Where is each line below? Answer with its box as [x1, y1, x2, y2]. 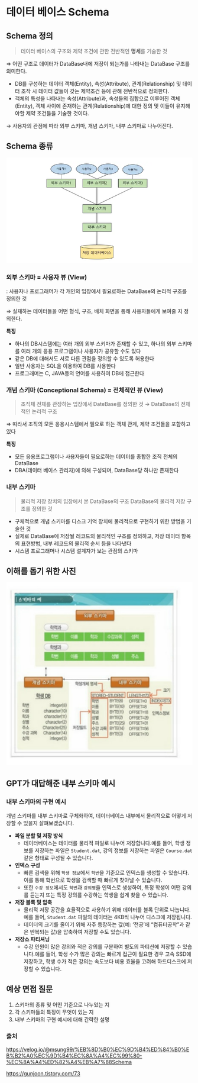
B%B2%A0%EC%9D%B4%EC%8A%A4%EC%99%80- [6, 1052, 142, 1059]
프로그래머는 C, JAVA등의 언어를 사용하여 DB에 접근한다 [14, 369, 145, 376]
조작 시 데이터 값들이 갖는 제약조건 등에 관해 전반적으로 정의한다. [21, 88, 170, 95]
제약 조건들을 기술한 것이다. [25, 110, 89, 117]
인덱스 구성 [14, 862, 40, 869]
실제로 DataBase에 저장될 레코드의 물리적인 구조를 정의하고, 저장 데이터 [14, 532, 180, 539]
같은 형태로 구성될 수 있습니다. [23, 855, 93, 862]
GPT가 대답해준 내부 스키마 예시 [6, 778, 116, 788]
